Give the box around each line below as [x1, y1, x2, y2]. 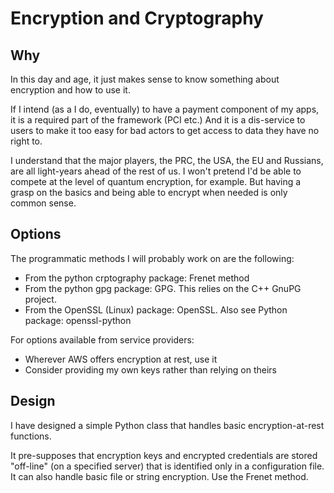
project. [24, 293, 57, 305]
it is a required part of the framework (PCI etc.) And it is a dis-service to [10, 114, 306, 126]
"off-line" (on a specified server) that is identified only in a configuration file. [10, 460, 325, 472]
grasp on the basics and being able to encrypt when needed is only [10, 187, 288, 198]
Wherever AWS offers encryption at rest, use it [24, 353, 218, 365]
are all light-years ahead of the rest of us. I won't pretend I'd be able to [10, 165, 302, 177]
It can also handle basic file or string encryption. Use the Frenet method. [10, 470, 309, 482]
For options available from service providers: [10, 333, 195, 346]
